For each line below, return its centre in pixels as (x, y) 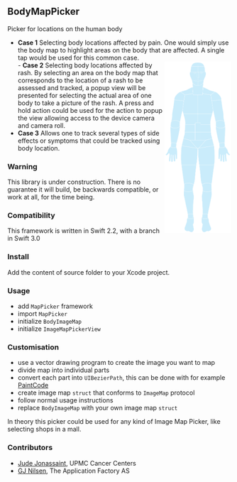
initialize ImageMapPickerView (59, 329)
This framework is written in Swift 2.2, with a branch (84, 231)
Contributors (30, 448)
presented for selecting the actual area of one (84, 95)
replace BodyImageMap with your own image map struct (98, 408)
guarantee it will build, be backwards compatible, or (83, 190)
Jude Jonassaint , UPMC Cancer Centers (77, 463)
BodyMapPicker (44, 12)
